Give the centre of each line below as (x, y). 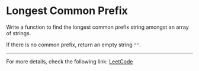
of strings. (19, 33)
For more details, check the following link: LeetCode (70, 61)
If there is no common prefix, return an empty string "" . (73, 45)
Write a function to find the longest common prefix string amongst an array (98, 27)
